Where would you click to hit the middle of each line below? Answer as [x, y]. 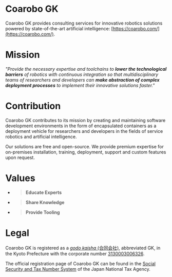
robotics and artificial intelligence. [41, 136]
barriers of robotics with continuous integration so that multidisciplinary [82, 74]
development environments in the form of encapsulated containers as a [81, 126]
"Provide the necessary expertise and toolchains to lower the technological [86, 69]
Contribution [33, 106]
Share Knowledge [45, 202]
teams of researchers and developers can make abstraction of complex [83, 80]
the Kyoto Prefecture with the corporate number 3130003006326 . [75, 253]
